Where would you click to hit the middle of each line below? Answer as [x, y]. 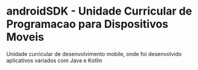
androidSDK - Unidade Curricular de [99, 11]
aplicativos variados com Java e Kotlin [54, 60]
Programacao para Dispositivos [87, 24]
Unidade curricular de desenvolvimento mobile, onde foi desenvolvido [94, 54]
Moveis [25, 37]
